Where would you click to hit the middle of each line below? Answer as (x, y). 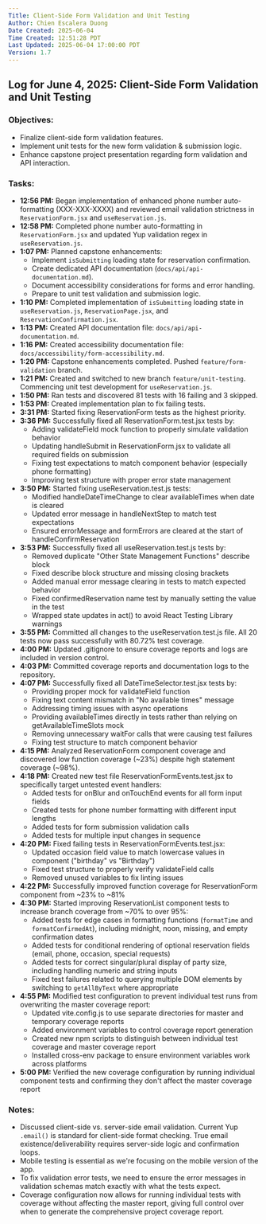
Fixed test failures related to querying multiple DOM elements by (137, 979)
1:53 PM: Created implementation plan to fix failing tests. (113, 404)
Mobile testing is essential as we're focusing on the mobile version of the (139, 1161)
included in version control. (64, 657)
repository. (37, 675)
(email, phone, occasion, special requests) (101, 953)
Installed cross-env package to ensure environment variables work (141, 1055)
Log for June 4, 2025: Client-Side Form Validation (133, 85)
